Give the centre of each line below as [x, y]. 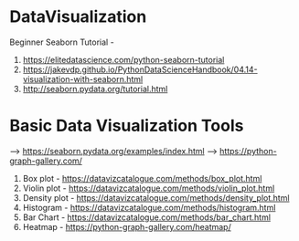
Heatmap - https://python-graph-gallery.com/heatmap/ [127, 226]
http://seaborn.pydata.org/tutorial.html [95, 89]
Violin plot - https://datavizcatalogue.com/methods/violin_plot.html [149, 188]
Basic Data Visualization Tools [127, 126]
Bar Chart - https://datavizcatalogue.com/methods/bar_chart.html [147, 217]
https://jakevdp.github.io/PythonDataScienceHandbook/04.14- [140, 69]
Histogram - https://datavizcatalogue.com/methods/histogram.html [149, 207]
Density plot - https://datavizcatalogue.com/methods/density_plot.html [156, 197]
